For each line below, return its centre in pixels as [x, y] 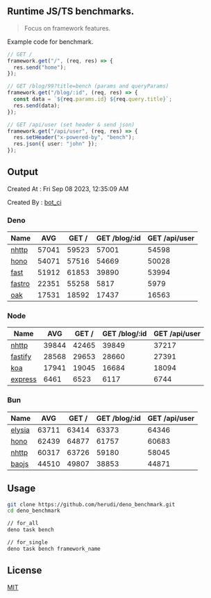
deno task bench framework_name [54, 549]
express [24, 379]
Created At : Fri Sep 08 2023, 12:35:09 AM [68, 189]
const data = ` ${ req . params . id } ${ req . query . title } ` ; [93, 99]
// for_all [23, 524]
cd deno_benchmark [34, 511]
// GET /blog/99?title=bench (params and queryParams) [88, 86]
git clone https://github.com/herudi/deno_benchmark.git [91, 504]
